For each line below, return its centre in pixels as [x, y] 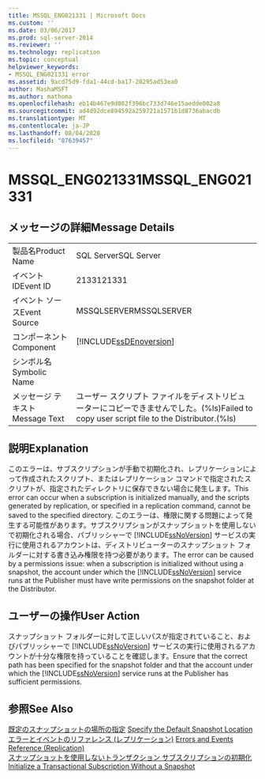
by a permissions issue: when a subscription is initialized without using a [126, 564]
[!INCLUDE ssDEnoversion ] [125, 341]
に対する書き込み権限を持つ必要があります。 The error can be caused [141, 555]
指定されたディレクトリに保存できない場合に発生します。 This [149, 489]
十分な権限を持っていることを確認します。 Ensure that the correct [142, 656]
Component [34, 347]
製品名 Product [39, 251]
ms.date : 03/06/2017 [42, 30]
